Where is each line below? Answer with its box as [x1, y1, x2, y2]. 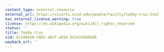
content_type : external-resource [5, 7, 75, 12]
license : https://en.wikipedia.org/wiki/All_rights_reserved [5, 21, 135, 26]
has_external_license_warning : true [5, 16, 81, 21]
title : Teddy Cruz [5, 30, 43, 35]
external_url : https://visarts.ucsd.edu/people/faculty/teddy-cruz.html [5, 12, 160, 17]
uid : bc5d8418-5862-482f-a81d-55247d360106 [5, 35, 97, 40]
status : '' [5, 26, 28, 31]
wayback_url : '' [5, 40, 39, 45]
